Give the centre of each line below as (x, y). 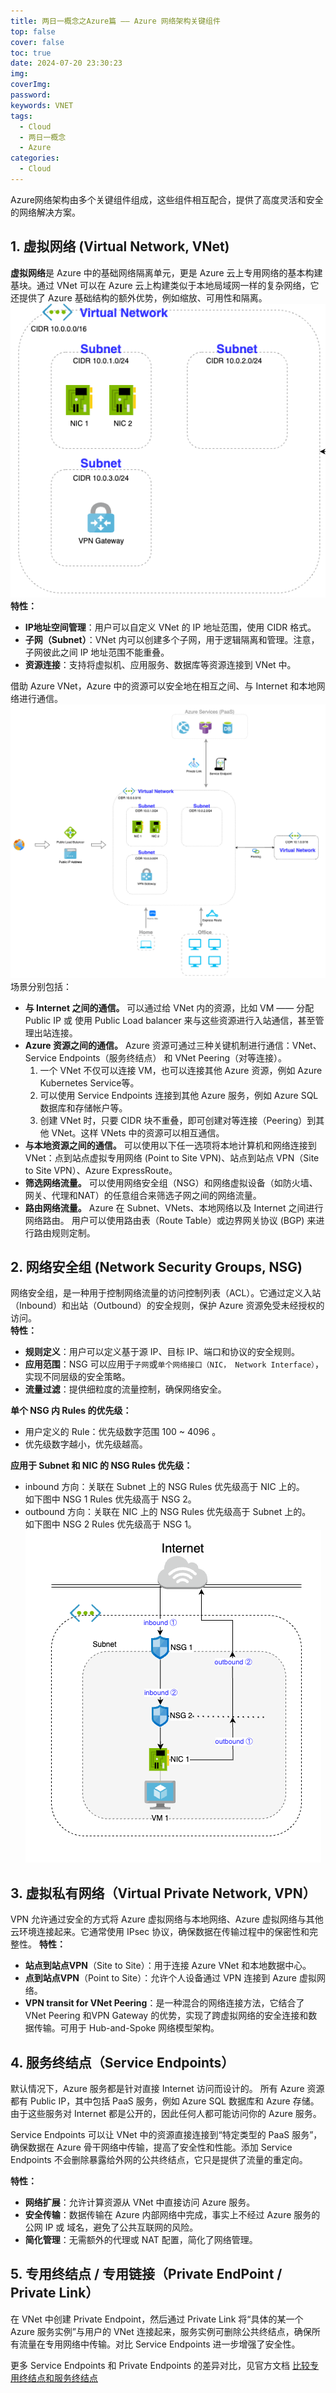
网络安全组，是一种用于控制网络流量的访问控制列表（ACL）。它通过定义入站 (166, 1293)
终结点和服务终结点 (58, 2377)
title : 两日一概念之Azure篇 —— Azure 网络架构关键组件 (115, 21)
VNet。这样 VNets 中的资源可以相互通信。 (138, 1132)
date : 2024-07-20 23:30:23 (66, 63)
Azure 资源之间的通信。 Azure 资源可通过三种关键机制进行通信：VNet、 (173, 1045)
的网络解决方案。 (45, 212)
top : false (33, 31)
